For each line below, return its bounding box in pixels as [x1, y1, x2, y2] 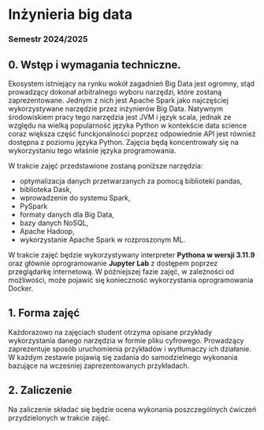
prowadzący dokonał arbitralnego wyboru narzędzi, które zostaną [8, 87, 222, 96]
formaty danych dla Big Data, [19, 209, 114, 219]
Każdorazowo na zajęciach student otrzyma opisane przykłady [8, 327, 213, 336]
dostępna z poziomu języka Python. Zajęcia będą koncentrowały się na [8, 137, 239, 146]
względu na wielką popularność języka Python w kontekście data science [8, 120, 247, 130]
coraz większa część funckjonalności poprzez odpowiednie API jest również [8, 128, 256, 139]
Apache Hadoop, [19, 226, 75, 235]
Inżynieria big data [8, 6, 132, 24]
